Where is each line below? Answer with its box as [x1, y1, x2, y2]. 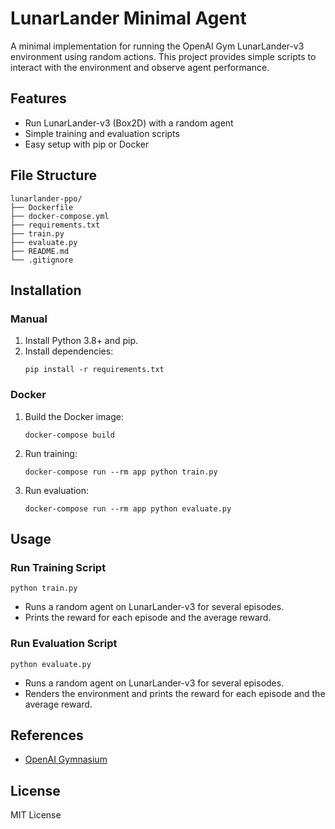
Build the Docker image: [24, 410, 125, 422]
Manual [10, 312, 48, 326]
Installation [10, 282, 82, 299]
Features [10, 90, 67, 107]
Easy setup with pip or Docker [24, 138, 150, 150]
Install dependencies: [24, 345, 114, 357]
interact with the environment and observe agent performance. [10, 61, 270, 73]
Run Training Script [10, 560, 107, 574]
